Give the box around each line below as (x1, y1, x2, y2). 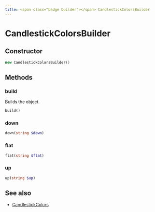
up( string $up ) (5, 175, 36, 181)
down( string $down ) (5, 131, 44, 136)
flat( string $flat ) (5, 153, 44, 158)
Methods (5, 73, 33, 81)
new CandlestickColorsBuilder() (5, 60, 70, 65)
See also (5, 189, 31, 197)
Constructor (5, 47, 42, 56)
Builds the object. (5, 99, 40, 105)
